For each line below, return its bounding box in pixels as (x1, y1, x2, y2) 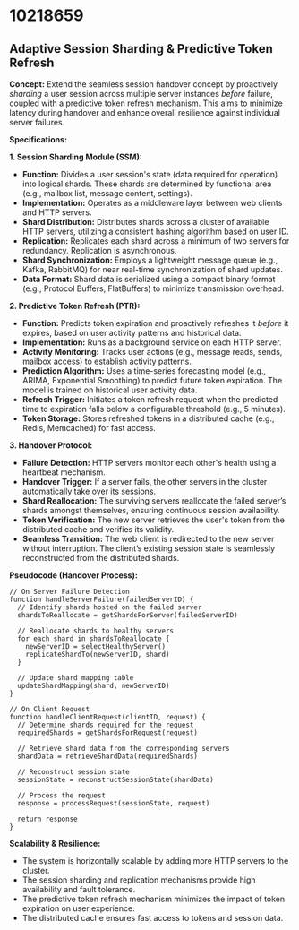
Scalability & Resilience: (9, 839, 101, 848)
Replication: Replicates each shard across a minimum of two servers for (21, 236, 290, 246)
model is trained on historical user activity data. (21, 384, 198, 395)
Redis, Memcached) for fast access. (21, 423, 157, 433)
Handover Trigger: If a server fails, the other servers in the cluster (21, 477, 268, 487)
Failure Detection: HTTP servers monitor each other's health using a (21, 458, 277, 468)
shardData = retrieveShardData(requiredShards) (17, 752, 199, 761)
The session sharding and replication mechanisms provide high (21, 874, 257, 885)
